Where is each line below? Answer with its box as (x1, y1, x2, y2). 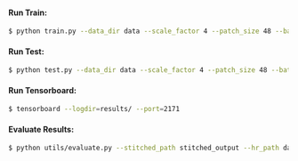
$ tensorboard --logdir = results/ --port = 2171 (8, 105, 180, 114)
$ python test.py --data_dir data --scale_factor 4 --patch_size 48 (8, 66, 268, 75)
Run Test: (8, 45, 45, 57)
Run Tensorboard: (8, 85, 77, 95)
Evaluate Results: (8, 124, 75, 134)
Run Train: (8, 7, 48, 18)
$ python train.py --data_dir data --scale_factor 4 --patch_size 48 (8, 27, 272, 36)
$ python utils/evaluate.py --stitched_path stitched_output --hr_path (8, 143, 279, 153)
